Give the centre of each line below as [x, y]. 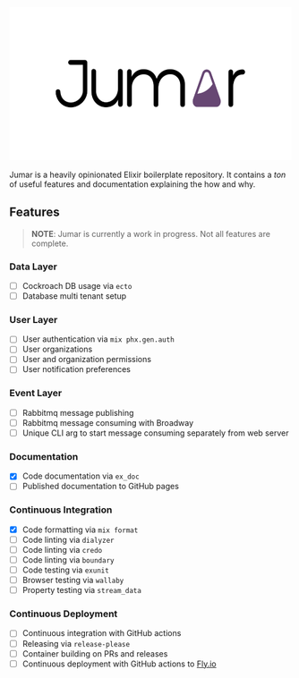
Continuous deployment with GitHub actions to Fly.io [119, 664]
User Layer [34, 319]
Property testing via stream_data [81, 590]
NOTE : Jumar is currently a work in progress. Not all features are [151, 233]
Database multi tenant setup [74, 296]
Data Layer [34, 267]
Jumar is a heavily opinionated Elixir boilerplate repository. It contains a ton [148, 174]
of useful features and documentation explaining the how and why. [132, 184]
